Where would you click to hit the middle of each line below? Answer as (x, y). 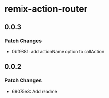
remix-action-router (46, 9)
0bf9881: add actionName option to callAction (58, 51)
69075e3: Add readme (34, 91)
